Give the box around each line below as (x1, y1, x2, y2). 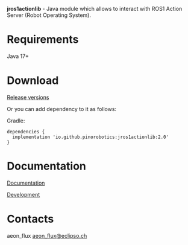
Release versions (7, 94, 49, 101)
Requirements (7, 33, 79, 46)
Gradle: (7, 117, 25, 124)
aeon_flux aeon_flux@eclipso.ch (7, 232, 87, 239)
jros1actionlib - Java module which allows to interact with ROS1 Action (7, 5, 183, 12)
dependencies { (7, 129, 45, 135)
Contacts (7, 212, 54, 226)
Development (7, 191, 40, 198)
